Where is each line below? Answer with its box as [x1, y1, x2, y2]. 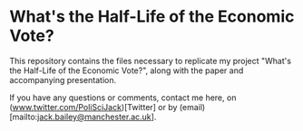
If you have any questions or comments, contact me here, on [9, 92, 237, 103]
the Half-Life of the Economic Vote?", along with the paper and [9, 65, 244, 76]
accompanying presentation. [9, 74, 116, 85]
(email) [179, 101, 206, 112]
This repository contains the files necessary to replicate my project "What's [9, 55, 292, 66]
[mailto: [9, 111, 38, 122]
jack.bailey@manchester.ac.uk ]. [37, 111, 157, 122]
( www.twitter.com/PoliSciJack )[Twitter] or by [9, 101, 178, 112]
